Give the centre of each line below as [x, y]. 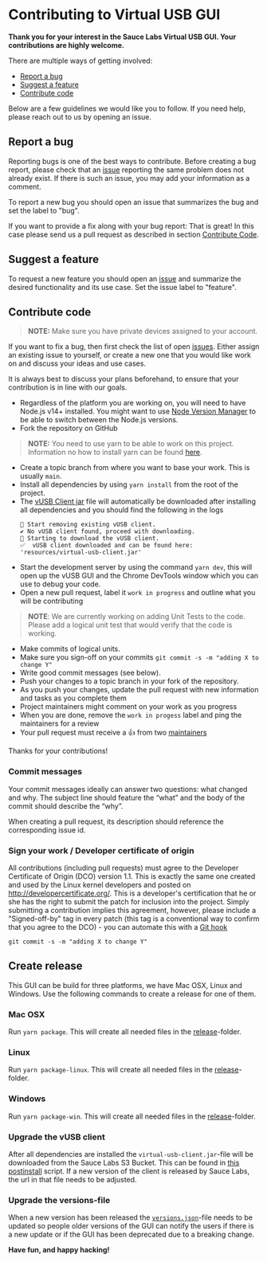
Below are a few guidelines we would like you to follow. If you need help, [127, 108]
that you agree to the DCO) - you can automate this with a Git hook [118, 927]
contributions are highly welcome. [67, 45]
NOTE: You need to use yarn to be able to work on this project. [131, 444]
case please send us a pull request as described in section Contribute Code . [133, 234]
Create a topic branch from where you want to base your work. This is [135, 468]
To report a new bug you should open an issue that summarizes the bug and [133, 202]
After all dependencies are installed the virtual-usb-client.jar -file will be [131, 1154]
